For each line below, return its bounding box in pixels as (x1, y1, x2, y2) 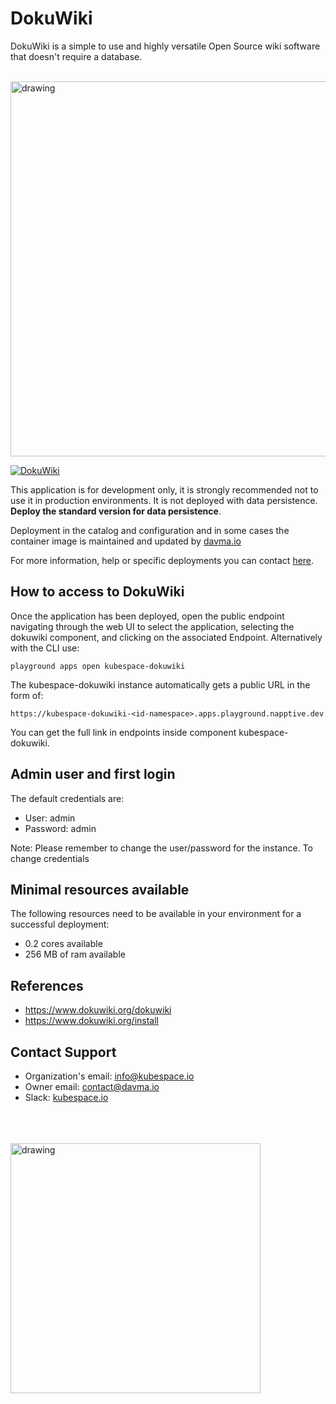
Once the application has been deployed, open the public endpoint (10, 610, 285, 622)
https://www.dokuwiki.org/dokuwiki (24, 1004, 172, 1016)
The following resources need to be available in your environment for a (10, 908, 302, 920)
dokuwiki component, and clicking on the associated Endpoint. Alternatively (10, 631, 323, 643)
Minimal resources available (10, 881, 190, 898)
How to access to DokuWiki (10, 583, 185, 601)
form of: (10, 689, 44, 701)
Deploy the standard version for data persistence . (10, 505, 222, 517)
